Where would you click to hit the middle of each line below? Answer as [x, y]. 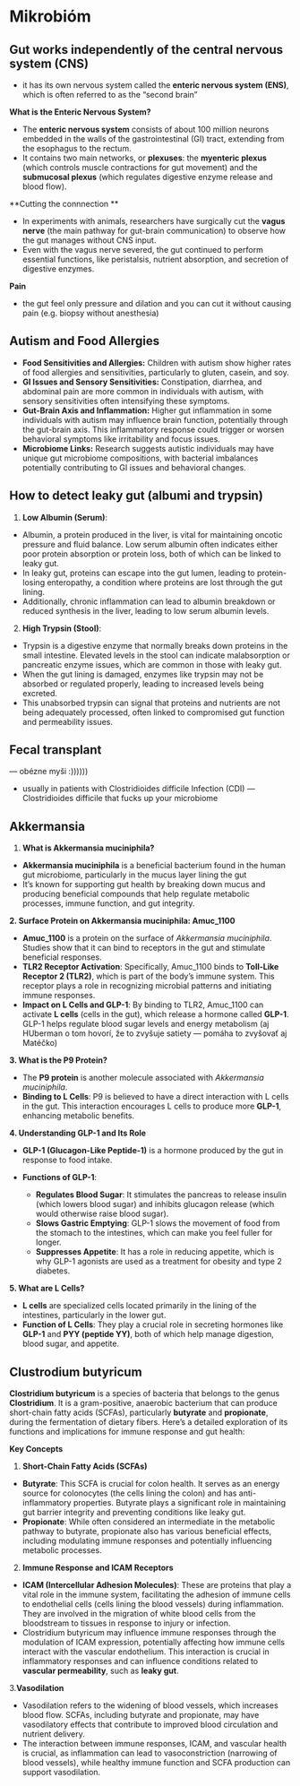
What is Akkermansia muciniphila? [88, 848]
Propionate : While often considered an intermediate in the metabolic [149, 1522]
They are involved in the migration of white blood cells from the [139, 1614]
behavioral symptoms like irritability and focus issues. [121, 439]
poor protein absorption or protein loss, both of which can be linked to [152, 554]
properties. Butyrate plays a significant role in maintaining [180, 1503]
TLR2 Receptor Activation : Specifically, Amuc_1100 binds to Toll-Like [150, 967]
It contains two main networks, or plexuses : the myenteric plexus [144, 158]
